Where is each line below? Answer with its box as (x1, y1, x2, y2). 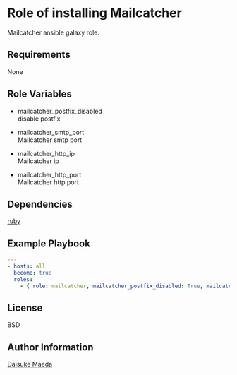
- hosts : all (7, 263, 46, 270)
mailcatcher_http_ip (17, 149, 75, 157)
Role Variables (7, 88, 72, 100)
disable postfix (17, 114, 61, 123)
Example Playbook (7, 237, 90, 249)
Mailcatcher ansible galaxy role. (7, 28, 100, 37)
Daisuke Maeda (7, 360, 53, 369)
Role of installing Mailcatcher (7, 5, 182, 21)
